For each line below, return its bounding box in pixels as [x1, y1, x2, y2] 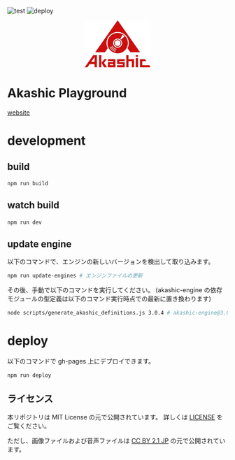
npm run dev [7, 219, 42, 226]
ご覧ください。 [7, 422, 50, 430]
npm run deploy [7, 372, 52, 379]
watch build [7, 199, 59, 211]
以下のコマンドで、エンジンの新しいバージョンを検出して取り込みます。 [7, 257, 215, 266]
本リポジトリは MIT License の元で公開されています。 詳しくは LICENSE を [7, 412, 223, 421]
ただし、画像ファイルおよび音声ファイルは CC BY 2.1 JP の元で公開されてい [7, 436, 226, 445]
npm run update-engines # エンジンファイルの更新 [7, 273, 143, 280]
